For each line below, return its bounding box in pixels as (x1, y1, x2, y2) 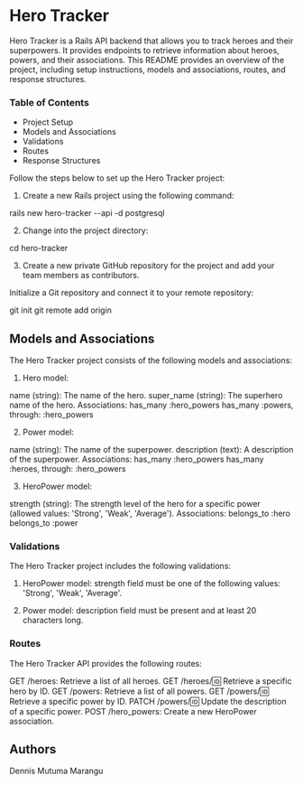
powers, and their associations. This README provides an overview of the (9, 54, 285, 65)
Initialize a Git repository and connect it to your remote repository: (9, 287, 254, 298)
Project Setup (22, 117, 74, 127)
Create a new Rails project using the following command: (22, 191, 234, 201)
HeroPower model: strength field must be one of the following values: (22, 578, 281, 589)
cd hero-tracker (9, 243, 69, 254)
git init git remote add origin (9, 304, 113, 316)
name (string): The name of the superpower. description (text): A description (9, 444, 294, 455)
